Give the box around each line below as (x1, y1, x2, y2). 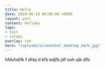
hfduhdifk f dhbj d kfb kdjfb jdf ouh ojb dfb (5, 56, 90, 62)
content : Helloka (5, 20, 40, 26)
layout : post (5, 16, 31, 21)
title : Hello (5, 7, 31, 12)
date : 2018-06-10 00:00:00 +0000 (5, 12, 73, 17)
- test (5, 30, 18, 34)
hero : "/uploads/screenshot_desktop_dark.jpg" (5, 43, 101, 48)
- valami (5, 34, 23, 39)
